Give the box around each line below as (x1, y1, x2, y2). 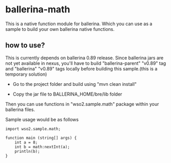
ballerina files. (5, 106, 35, 113)
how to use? (5, 41, 45, 50)
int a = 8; (14, 140, 38, 145)
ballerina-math (5, 4, 70, 15)
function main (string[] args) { (5, 135, 77, 140)
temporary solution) (5, 71, 47, 77)
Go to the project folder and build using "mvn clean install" (12, 81, 137, 87)
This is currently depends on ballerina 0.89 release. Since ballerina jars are (5, 55, 164, 61)
